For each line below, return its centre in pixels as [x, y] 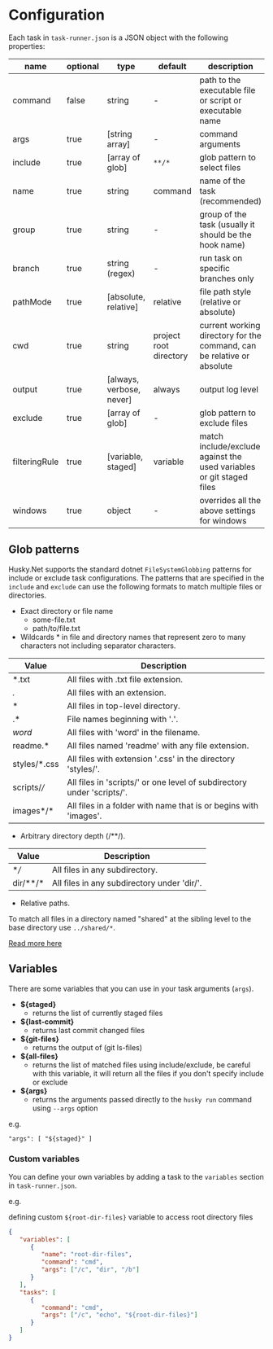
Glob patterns [44, 550]
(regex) [121, 273]
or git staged [224, 476]
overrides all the [230, 500]
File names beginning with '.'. [123, 719]
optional [83, 66]
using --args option [65, 1108]
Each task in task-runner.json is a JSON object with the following [119, 37]
